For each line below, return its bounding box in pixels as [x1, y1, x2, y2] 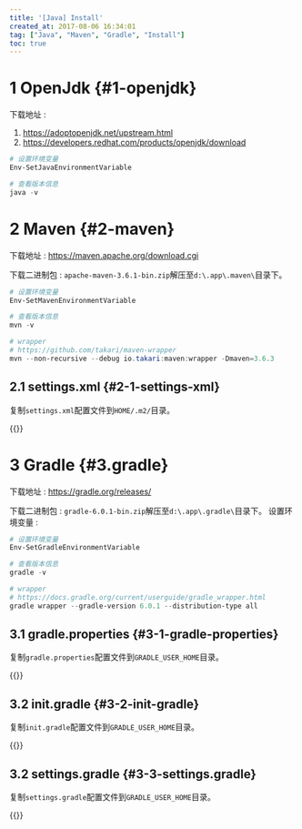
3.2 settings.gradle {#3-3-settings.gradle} [9, 766, 257, 782]
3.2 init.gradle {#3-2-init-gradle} [9, 696, 200, 712]
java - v [9, 187, 39, 197]
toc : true [9, 38, 47, 48]
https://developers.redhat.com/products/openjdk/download [22, 137, 247, 148]
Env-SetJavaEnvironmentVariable [9, 163, 132, 173]
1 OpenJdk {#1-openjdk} [9, 78, 197, 98]
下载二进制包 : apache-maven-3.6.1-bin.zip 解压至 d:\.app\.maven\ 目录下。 [9, 269, 287, 280]
